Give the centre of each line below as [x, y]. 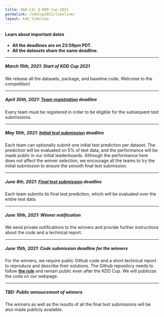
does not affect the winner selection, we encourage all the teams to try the [80, 161]
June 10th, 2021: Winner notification [43, 215]
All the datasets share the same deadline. [55, 50]
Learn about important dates [35, 34]
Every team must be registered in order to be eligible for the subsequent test [82, 112]
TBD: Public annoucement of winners [44, 292]
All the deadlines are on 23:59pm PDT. [52, 45]
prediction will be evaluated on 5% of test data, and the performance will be [81, 150]
